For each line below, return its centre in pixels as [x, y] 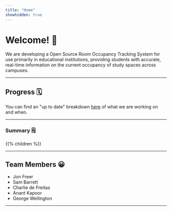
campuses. [17, 71]
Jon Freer [23, 177]
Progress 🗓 [24, 92]
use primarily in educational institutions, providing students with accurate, [83, 60]
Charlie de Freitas [31, 187]
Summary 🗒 [20, 131]
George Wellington [32, 198]
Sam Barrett [25, 182]
